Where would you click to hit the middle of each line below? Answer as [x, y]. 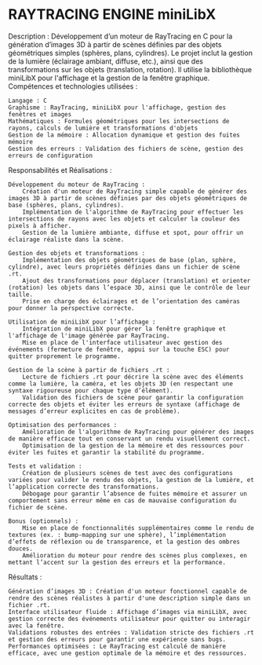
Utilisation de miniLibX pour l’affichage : [82, 322]
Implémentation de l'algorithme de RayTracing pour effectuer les [133, 212]
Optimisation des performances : [63, 425]
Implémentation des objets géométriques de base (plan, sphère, [129, 260]
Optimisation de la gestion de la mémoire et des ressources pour [133, 445]
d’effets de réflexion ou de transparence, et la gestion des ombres [124, 542]
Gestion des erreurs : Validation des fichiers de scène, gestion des [126, 148]
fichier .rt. [29, 605]
